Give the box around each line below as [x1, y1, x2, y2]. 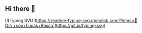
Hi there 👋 [5, 5, 36, 13]
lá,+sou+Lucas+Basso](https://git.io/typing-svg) [5, 22, 106, 28]
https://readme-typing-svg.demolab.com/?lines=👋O [36, 17, 138, 23]
